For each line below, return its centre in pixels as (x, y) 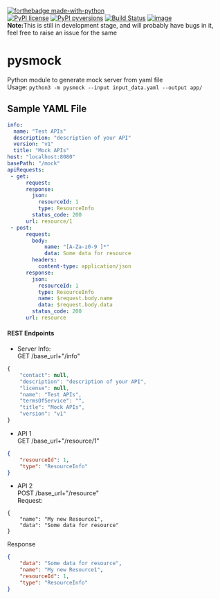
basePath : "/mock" (34, 163)
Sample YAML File (47, 109)
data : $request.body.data (75, 305)
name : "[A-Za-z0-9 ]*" (77, 247)
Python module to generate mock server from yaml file (85, 80)
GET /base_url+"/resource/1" (58, 441)
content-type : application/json (84, 266)
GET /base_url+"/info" (49, 356)
